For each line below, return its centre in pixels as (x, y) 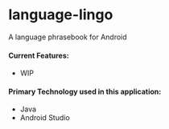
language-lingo (61, 15)
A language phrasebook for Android (68, 37)
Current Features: (39, 55)
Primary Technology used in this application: (85, 91)
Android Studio (45, 118)
